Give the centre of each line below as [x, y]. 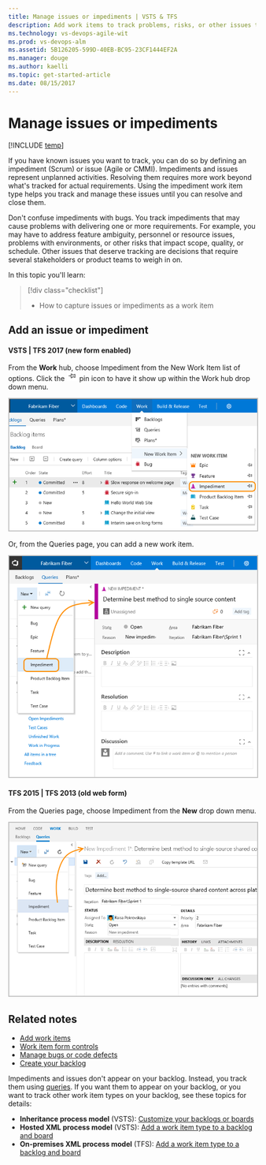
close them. [27, 202]
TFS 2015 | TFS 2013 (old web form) [68, 793]
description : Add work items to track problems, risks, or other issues [130, 25]
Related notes [42, 1019]
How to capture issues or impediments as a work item [126, 305]
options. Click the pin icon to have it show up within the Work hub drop [129, 379]
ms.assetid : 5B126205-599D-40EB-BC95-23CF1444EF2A [93, 50]
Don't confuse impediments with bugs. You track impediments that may [124, 218]
